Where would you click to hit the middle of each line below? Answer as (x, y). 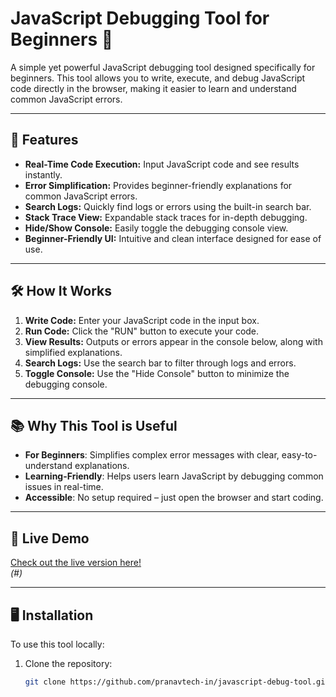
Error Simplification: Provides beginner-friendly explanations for (158, 185)
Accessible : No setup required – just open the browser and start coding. (174, 498)
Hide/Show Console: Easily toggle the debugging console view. (156, 228)
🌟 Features (44, 140)
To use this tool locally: (57, 644)
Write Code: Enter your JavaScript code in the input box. (142, 320)
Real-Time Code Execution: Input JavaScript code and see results (162, 164)
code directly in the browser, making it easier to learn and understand (153, 88)
